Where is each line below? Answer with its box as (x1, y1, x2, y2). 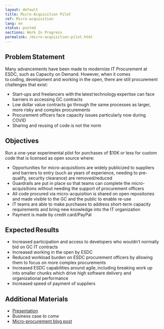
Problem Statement (5, 53, 65, 61)
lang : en (5, 21, 23, 26)
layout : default (5, 7, 38, 12)
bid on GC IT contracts (12, 244, 58, 250)
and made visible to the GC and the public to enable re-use (12, 196, 132, 202)
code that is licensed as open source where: (5, 155, 94, 161)
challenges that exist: (5, 82, 48, 88)
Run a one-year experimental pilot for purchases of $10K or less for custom (5, 150, 158, 155)
